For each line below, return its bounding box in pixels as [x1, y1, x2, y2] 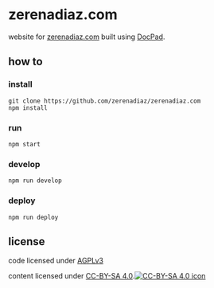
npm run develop [8, 177, 62, 185]
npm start [8, 140, 41, 148]
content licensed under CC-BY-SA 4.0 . [8, 271, 135, 281]
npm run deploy [8, 213, 59, 221]
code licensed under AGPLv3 [8, 256, 103, 266]
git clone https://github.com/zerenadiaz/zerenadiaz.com [8, 97, 201, 105]
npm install [8, 103, 48, 112]
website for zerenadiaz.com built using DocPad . [8, 32, 165, 41]
